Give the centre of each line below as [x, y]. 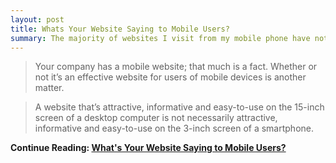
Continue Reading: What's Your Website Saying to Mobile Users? [148, 148]
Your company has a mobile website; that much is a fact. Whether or [176, 67]
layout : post [37, 19]
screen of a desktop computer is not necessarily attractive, [156, 118]
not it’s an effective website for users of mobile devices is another [170, 77]
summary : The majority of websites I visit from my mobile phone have [160, 38]
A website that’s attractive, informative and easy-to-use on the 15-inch [179, 107]
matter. [49, 88]
